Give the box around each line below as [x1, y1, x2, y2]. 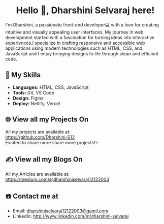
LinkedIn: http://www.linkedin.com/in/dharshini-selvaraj [12, 213, 129, 219]
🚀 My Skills [5, 71, 41, 79]
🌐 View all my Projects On [5, 115, 89, 124]
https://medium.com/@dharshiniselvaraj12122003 [5, 176, 109, 182]
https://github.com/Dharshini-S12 [5, 134, 75, 140]
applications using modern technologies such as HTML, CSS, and [5, 45, 143, 51]
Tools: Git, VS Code [12, 89, 54, 95]
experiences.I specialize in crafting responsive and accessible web [5, 40, 145, 46]
